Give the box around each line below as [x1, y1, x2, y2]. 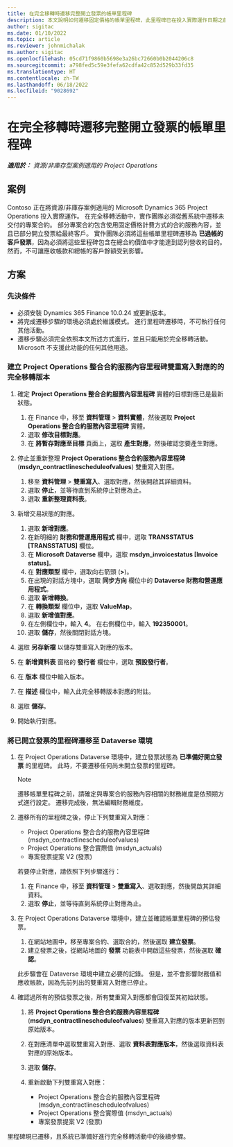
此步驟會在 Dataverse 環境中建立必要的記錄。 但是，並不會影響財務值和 [17, 969, 222, 978]
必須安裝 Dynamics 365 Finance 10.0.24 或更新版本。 [17, 308, 170, 316]
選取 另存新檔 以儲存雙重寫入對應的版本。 [17, 643, 137, 651]
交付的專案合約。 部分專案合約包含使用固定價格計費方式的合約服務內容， [7, 220, 216, 229]
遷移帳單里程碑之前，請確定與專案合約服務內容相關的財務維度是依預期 [17, 790, 218, 798]
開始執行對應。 [17, 716, 60, 725]
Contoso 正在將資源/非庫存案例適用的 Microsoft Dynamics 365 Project [7, 203, 208, 212]
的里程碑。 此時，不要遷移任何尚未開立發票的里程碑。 [25, 761, 179, 770]
